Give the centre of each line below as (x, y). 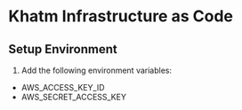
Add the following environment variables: (97, 70)
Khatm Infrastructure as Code (121, 16)
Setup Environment (63, 49)
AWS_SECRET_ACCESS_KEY (73, 97)
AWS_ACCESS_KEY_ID (63, 87)
